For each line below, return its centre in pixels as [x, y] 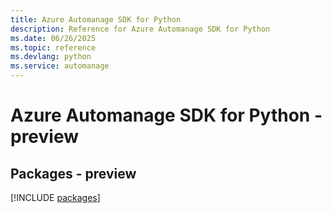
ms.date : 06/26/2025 [53, 38]
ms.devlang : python [51, 57]
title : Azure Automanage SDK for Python [96, 19]
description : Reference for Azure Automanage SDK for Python [140, 29]
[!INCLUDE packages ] [55, 197]
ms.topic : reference [53, 47]
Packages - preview [73, 173]
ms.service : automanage [60, 66]
